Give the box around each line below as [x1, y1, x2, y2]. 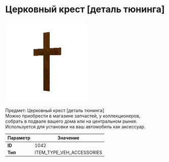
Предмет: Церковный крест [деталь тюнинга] [5, 107, 105, 113]
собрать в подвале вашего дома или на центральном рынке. [5, 118, 138, 124]
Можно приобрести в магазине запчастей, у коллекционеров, [5, 113, 141, 119]
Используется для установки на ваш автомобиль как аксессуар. [5, 123, 146, 129]
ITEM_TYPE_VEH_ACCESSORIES [35, 149, 103, 155]
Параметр [7, 135, 30, 141]
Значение [57, 135, 80, 141]
